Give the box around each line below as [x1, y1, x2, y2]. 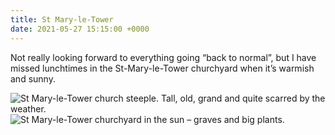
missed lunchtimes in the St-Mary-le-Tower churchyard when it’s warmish [10, 62, 315, 74]
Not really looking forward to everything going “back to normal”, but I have [10, 51, 317, 63]
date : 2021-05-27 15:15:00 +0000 [10, 24, 150, 34]
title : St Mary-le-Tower [10, 14, 114, 25]
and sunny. [10, 72, 56, 85]
